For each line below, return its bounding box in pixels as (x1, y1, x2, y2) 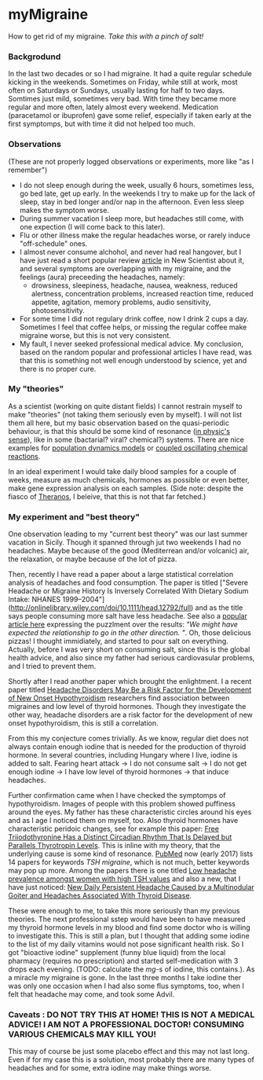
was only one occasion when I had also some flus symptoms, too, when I (8, 981, 245, 991)
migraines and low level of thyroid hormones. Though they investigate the (8, 702, 247, 711)
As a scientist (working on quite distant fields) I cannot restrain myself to (8, 401, 243, 410)
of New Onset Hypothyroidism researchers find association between (8, 693, 230, 703)
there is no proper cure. (19, 364, 97, 373)
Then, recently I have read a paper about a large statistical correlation (8, 570, 234, 579)
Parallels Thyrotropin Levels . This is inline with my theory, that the (8, 841, 221, 850)
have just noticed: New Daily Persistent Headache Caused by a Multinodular (8, 883, 255, 892)
